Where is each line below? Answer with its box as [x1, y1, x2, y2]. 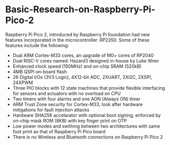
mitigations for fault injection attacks [12, 107, 90, 113]
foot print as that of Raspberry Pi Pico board [12, 128, 106, 134]
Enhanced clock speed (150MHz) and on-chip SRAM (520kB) [12, 63, 142, 69]
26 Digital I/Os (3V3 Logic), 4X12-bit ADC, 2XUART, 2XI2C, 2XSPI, [12, 74, 152, 80]
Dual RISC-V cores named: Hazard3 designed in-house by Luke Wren [12, 57, 159, 64]
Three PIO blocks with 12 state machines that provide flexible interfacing [12, 85, 165, 91]
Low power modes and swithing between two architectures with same [12, 123, 160, 129]
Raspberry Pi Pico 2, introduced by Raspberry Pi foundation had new [5, 31, 150, 37]
